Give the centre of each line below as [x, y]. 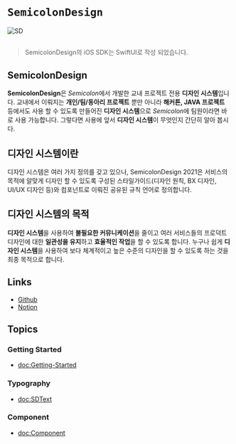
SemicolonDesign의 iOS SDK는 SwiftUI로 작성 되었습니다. [106, 53]
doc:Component [41, 433]
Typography [29, 384]
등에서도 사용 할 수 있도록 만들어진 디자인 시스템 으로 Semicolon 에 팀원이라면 [114, 111]
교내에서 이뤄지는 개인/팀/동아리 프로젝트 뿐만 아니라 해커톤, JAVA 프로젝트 [121, 102]
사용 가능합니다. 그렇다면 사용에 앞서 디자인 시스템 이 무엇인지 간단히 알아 [115, 120]
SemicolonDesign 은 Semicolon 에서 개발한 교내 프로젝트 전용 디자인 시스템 [113, 93]
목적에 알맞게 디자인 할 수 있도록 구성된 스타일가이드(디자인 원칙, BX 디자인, [112, 181]
